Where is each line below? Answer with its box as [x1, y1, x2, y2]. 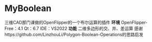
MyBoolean [4, 3, 52, 14]
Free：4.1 [4, 25, 23, 31]
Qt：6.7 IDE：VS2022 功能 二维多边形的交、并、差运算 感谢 [24, 25, 143, 31]
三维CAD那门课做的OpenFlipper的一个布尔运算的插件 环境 [4, 19, 120, 25]
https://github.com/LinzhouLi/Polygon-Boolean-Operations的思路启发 [4, 31, 144, 37]
